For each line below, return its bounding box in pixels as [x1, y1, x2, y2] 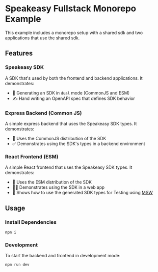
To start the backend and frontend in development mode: [5, 253, 121, 259]
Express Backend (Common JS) [5, 109, 82, 116]
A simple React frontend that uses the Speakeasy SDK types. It [5, 164, 132, 170]
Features [5, 49, 33, 58]
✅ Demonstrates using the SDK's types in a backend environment [12, 141, 146, 147]
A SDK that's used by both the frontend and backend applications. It [5, 75, 143, 81]
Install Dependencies [5, 218, 57, 225]
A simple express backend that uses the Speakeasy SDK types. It [5, 121, 137, 126]
